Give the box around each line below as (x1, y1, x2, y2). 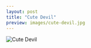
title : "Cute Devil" (6, 14, 57, 20)
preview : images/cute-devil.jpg (6, 20, 85, 25)
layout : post (6, 8, 38, 15)
